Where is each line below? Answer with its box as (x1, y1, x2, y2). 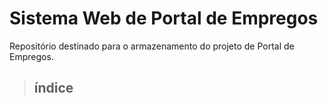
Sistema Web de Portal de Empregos (9, 7, 319, 30)
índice (33, 80, 74, 97)
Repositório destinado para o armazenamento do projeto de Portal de (9, 40, 295, 52)
